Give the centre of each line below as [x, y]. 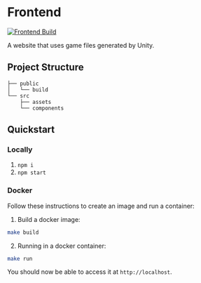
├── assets [36, 102]
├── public [23, 84]
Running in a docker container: [62, 246]
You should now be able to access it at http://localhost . [90, 272]
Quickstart [31, 130]
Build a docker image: [49, 219]
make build [23, 232]
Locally [20, 150]
